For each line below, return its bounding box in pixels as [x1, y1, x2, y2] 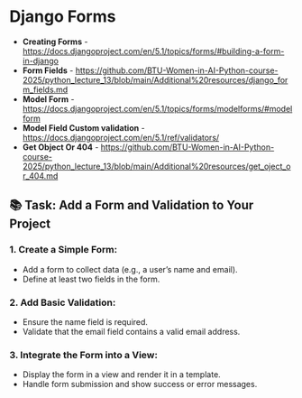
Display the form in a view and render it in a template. [22, 369, 221, 380]
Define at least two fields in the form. [22, 273, 160, 284]
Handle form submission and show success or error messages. [22, 379, 258, 390]
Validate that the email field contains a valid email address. [22, 326, 241, 337]
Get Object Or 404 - [22, 142, 99, 153]
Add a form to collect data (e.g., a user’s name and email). [22, 264, 238, 274]
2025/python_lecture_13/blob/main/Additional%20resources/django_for [22, 74, 288, 85]
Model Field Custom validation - [22, 122, 146, 133]
